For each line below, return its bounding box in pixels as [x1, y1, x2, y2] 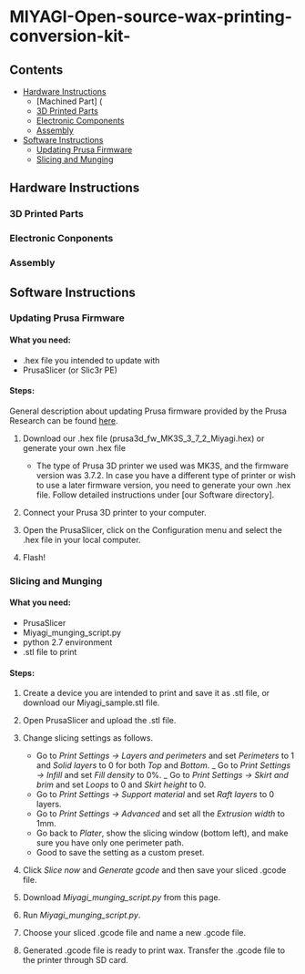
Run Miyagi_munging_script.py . [22, 909, 141, 921]
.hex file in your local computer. [22, 534, 141, 545]
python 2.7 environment [22, 637, 113, 648]
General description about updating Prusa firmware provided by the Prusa [9, 405, 287, 416]
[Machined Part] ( [36, 96, 103, 107]
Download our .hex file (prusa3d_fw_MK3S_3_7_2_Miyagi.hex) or [22, 433, 265, 444]
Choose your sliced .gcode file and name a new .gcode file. [22, 928, 246, 938]
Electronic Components [36, 116, 125, 126]
